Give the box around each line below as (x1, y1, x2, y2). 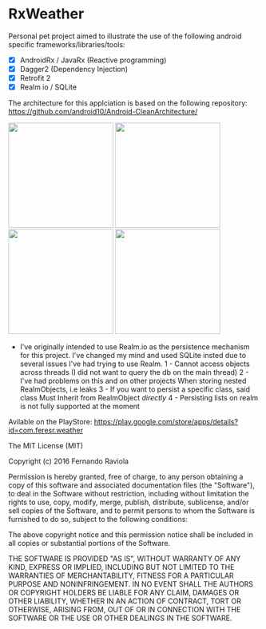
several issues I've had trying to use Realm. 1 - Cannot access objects (19, 359, 250, 368)
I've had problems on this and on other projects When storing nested (19, 376, 247, 386)
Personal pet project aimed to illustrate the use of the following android (8, 31, 242, 41)
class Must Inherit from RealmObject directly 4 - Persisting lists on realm (19, 393, 259, 403)
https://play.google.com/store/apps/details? (93, 417, 238, 427)
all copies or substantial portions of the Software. (8, 539, 170, 548)
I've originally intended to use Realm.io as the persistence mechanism (19, 342, 250, 352)
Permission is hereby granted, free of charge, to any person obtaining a (8, 472, 244, 482)
